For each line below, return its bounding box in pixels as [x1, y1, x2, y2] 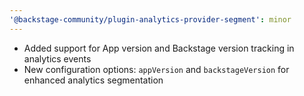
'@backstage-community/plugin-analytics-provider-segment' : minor [9, 14, 292, 25]
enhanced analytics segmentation [23, 74, 164, 86]
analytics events [23, 52, 92, 65]
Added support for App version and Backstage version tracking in [23, 42, 295, 54]
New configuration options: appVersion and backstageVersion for [23, 63, 290, 75]
